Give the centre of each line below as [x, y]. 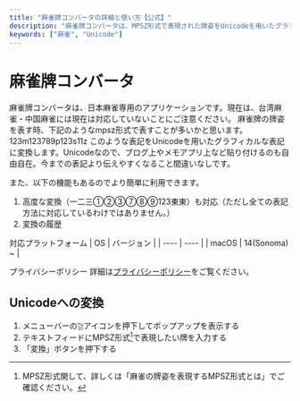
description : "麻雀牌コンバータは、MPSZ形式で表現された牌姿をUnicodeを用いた [142, 26]
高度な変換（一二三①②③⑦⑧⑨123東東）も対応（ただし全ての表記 [155, 201]
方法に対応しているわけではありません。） [98, 213]
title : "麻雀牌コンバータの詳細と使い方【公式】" [91, 17]
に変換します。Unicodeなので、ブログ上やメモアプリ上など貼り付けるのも [146, 152]
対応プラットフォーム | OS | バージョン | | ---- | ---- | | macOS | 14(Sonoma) [149, 243]
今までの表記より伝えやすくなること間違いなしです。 [137, 164]
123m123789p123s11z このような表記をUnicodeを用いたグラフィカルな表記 [147, 141]
